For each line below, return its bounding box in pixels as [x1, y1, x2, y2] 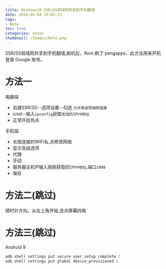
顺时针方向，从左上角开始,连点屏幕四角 [5, 207, 87, 213]
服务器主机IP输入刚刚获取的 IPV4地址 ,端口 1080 [12, 164, 106, 170]
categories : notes [5, 31, 44, 36]
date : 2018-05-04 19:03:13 [5, 12, 62, 17]
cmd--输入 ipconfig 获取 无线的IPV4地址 [12, 111, 90, 117]
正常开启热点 [12, 117, 39, 123]
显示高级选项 [12, 145, 39, 151]
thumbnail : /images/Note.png [5, 36, 67, 41]
